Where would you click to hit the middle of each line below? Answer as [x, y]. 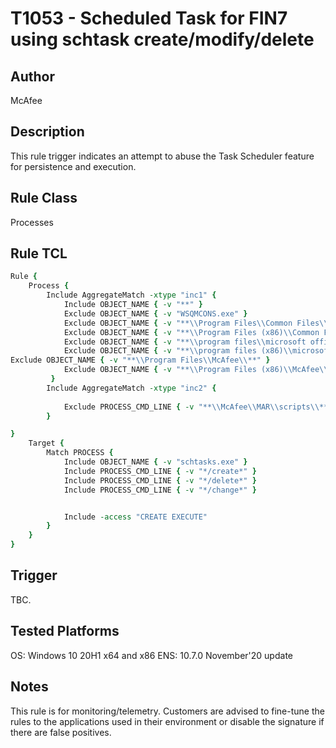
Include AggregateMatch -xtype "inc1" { [131, 295]
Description [47, 132]
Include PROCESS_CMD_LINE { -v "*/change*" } [160, 490]
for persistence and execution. [73, 166]
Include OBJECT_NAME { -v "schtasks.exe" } [155, 462]
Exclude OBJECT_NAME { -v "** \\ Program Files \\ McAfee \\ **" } [140, 360]
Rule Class [44, 198]
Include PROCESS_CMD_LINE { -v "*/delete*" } [160, 480]
